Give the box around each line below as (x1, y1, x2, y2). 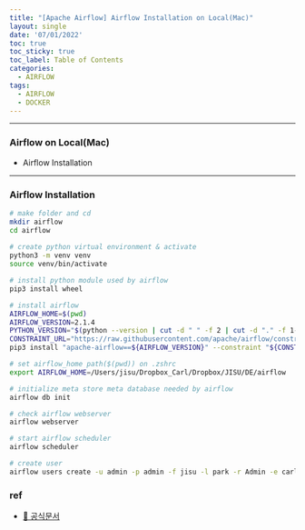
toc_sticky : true (9, 47, 75, 56)
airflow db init (9, 393, 71, 402)
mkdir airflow (9, 217, 64, 226)
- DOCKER (17, 97, 51, 107)
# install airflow (9, 301, 79, 310)
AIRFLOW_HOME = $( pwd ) (9, 309, 88, 318)
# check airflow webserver (9, 409, 112, 418)
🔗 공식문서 (22, 511, 61, 522)
